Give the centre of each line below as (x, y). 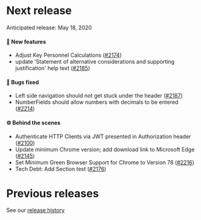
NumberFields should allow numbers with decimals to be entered (97, 102)
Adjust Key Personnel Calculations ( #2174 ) (68, 55)
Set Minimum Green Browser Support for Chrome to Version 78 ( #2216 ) (105, 162)
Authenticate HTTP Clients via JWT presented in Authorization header (103, 136)
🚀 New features (26, 42)
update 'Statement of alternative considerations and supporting (95, 62)
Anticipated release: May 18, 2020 (49, 28)
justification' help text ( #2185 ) (52, 68)
